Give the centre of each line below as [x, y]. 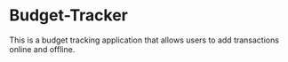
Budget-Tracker [69, 15]
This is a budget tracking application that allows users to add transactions [144, 40]
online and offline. [42, 49]
